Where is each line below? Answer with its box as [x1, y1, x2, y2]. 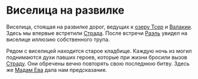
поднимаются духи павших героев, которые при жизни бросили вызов [6, 53, 188, 61]
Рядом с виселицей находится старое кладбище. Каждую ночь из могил [6, 47, 192, 54]
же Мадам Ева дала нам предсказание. [6, 66, 107, 73]
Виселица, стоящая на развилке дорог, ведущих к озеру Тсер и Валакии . [6, 23, 193, 30]
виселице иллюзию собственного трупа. [6, 36, 110, 43]
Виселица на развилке [6, 4, 125, 17]
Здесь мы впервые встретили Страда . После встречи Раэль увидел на [6, 29, 188, 36]
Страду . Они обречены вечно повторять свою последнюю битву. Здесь [6, 60, 190, 67]
